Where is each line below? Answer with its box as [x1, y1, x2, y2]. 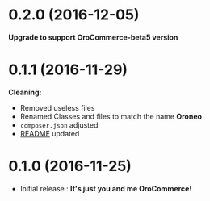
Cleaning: [8, 87, 42, 97]
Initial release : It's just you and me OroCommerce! [19, 183, 192, 193]
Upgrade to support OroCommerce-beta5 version [8, 32, 178, 42]
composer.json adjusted [19, 119, 99, 130]
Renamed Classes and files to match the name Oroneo [19, 111, 203, 121]
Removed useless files [19, 103, 95, 112]
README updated [19, 128, 80, 138]
